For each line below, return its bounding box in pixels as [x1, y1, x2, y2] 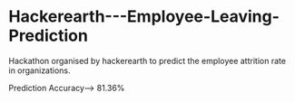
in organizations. [8, 65, 71, 76]
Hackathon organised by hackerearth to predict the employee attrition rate [8, 55, 287, 66]
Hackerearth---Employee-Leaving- [8, 6, 280, 27]
